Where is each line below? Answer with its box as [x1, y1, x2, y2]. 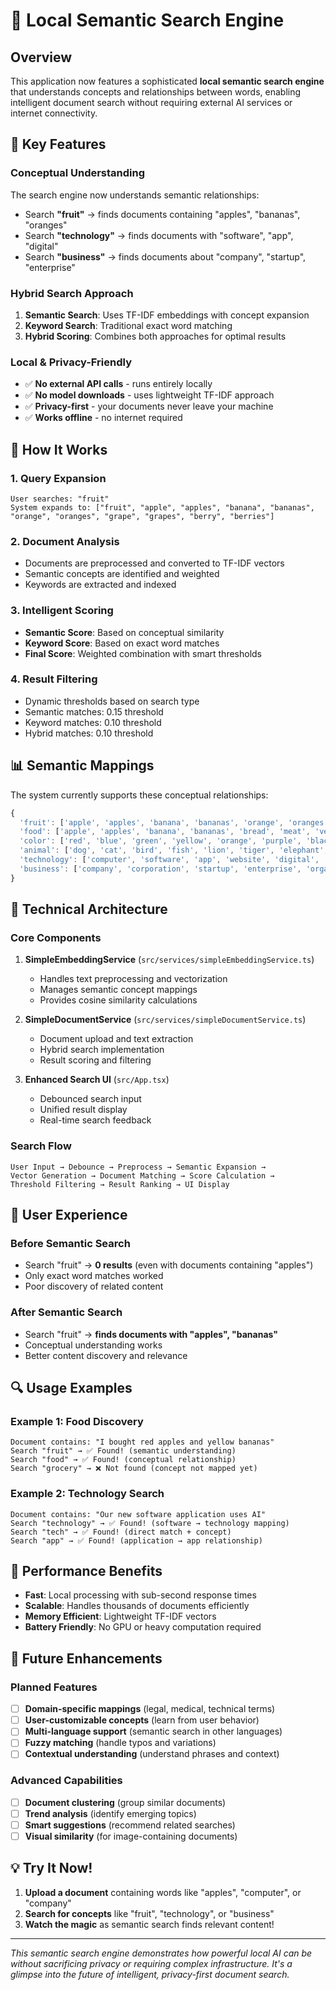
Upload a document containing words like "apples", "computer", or [24, 1886, 302, 1898]
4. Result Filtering [10, 672, 98, 686]
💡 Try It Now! [10, 1860, 93, 1877]
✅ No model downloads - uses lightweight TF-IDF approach [24, 389, 275, 401]
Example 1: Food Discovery [10, 1414, 144, 1428]
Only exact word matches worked [24, 1270, 164, 1282]
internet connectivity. [10, 107, 98, 119]
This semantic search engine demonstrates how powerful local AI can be [10, 1947, 313, 1959]
